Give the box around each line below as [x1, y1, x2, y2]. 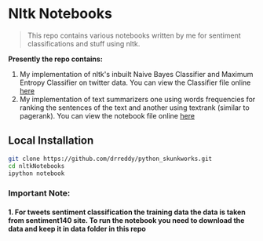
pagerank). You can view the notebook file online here [19, 111, 195, 120]
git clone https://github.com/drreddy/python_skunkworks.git [8, 155, 213, 162]
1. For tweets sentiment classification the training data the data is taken [8, 207, 246, 217]
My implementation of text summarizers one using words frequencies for [19, 94, 256, 104]
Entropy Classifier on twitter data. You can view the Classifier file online [19, 78, 251, 87]
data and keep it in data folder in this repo [8, 224, 147, 233]
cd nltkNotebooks [8, 162, 65, 170]
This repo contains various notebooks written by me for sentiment [27, 31, 241, 40]
